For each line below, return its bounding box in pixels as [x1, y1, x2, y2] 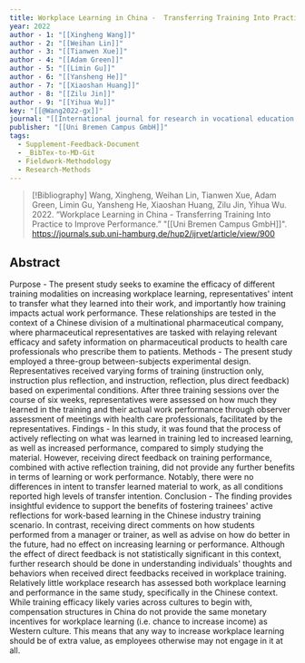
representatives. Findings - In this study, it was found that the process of [9, 424, 281, 434]
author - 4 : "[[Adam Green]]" [9, 55, 124, 64]
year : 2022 [9, 22, 51, 31]
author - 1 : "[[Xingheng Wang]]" [9, 30, 136, 39]
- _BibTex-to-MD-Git [17, 148, 95, 157]
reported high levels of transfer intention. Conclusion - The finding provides [9, 491, 292, 502]
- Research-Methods [17, 165, 92, 174]
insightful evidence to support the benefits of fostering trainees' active [9, 501, 274, 512]
